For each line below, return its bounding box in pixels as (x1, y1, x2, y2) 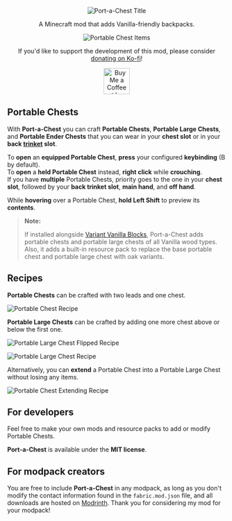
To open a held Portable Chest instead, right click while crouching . (7, 167, 203, 176)
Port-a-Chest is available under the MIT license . (7, 445, 147, 454)
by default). (7, 160, 40, 169)
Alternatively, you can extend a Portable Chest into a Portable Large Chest (7, 365, 221, 374)
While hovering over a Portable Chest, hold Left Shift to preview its (7, 196, 200, 204)
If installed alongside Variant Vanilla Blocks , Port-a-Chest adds (24, 230, 204, 239)
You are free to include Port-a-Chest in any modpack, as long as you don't (7, 484, 222, 493)
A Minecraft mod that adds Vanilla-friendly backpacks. (38, 20, 195, 28)
